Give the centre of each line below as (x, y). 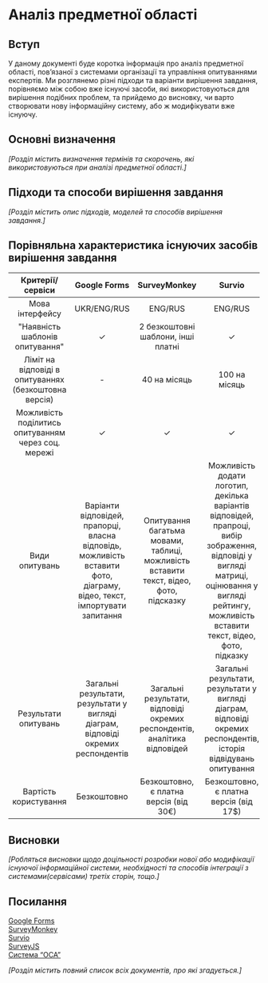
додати (232, 476)
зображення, (232, 545)
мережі (39, 453)
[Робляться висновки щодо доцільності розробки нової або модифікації (131, 859)
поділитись (39, 423)
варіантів (232, 505)
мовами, (167, 541)
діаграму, (102, 585)
